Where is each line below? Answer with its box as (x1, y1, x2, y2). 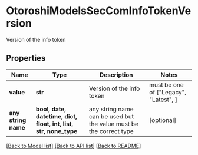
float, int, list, (35, 120, 74, 128)
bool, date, (35, 105, 67, 113)
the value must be (89, 120, 138, 128)
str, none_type (35, 127, 78, 135)
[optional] (149, 116, 177, 124)
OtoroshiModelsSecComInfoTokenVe (6, 4, 192, 18)
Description (99, 71, 134, 79)
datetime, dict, (35, 112, 78, 120)
